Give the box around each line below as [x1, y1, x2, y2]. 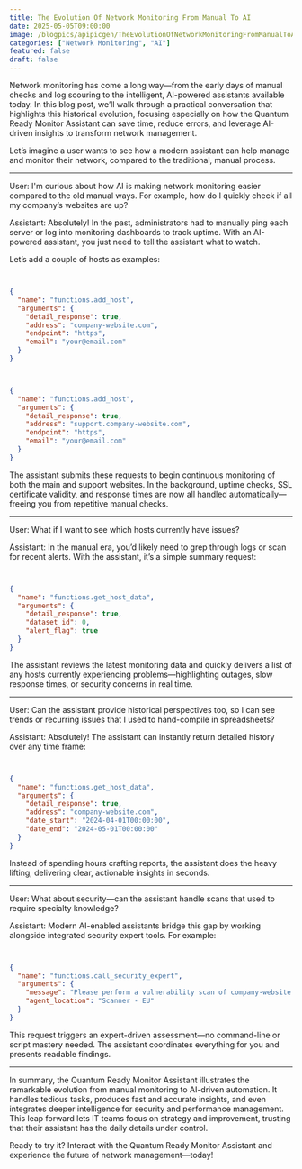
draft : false [9, 55, 58, 64]
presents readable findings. [9, 1048, 111, 1059]
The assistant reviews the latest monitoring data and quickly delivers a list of [9, 659, 293, 670]
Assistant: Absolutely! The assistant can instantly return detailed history [9, 731, 275, 742]
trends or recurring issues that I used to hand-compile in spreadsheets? [9, 714, 275, 725]
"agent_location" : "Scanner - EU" [25, 997, 155, 1006]
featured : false [9, 47, 70, 56]
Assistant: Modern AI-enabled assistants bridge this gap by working [9, 920, 262, 931]
